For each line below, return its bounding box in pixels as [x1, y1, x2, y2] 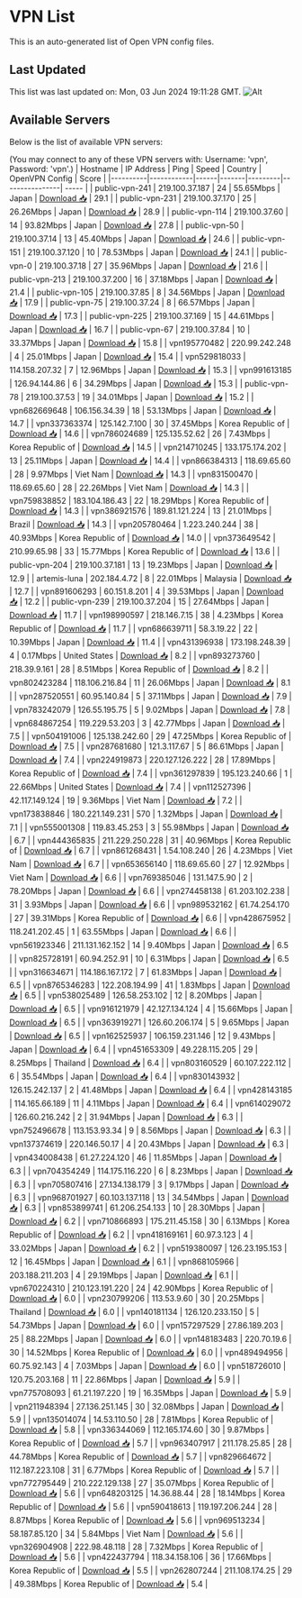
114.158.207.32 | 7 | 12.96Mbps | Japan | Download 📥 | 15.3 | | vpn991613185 [9, 364, 292, 375]
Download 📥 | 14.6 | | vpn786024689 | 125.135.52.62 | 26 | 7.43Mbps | [9, 428, 271, 439]
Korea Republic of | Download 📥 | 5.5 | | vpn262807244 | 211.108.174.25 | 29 [9, 1565, 292, 1575]
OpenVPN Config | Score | [9, 173, 106, 184]
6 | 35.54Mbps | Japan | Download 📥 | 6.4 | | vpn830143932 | [9, 1071, 241, 1082]
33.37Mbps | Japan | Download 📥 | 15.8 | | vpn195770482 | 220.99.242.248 [9, 337, 292, 348]
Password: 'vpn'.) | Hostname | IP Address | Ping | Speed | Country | [9, 163, 262, 174]
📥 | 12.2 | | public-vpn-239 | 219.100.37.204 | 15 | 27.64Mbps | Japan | [9, 596, 270, 607]
